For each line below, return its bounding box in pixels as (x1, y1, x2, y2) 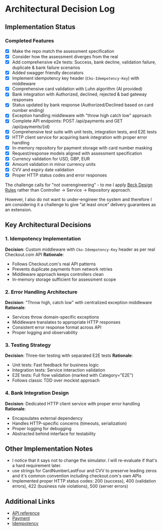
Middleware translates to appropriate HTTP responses (12, 319, 121, 325)
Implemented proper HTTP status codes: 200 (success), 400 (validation (12, 478, 156, 484)
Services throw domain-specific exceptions (12, 314, 99, 320)
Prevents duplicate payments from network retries (12, 266, 113, 272)
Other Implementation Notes (5, 445, 93, 453)
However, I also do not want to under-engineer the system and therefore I (5, 196, 152, 202)
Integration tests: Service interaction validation (12, 367, 105, 373)
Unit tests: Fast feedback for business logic (12, 362, 99, 368)
